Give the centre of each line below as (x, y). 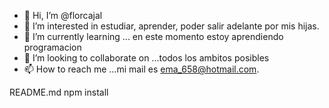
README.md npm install (59, 92)
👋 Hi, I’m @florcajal (63, 15)
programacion (52, 47)
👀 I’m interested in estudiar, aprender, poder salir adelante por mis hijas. (171, 26)
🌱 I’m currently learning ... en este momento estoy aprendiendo (153, 36)
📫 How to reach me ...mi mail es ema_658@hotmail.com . (141, 69)
